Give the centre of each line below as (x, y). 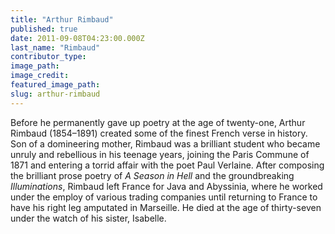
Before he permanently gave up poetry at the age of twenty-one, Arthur (158, 122)
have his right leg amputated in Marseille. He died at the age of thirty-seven (166, 207)
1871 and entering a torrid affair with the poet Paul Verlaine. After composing (167, 165)
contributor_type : (48, 57)
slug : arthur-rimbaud (55, 94)
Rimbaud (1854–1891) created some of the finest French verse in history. (159, 133)
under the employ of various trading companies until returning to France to (164, 197)
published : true (44, 29)
